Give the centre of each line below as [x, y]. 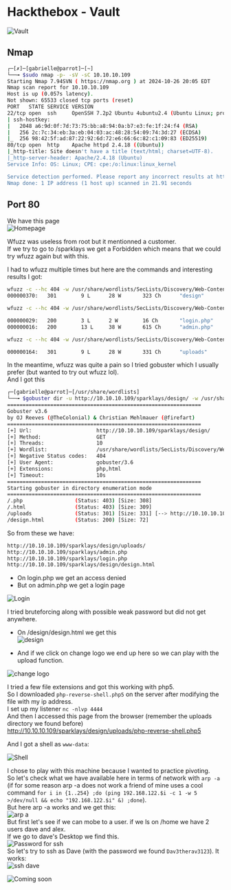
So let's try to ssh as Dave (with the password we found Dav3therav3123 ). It [113, 851]
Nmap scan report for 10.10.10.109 [58, 88]
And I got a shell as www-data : [48, 744]
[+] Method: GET [57, 437]
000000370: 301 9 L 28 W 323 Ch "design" [106, 296]
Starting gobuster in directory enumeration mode [80, 488]
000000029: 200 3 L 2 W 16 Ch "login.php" [110, 320]
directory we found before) [45, 724]
